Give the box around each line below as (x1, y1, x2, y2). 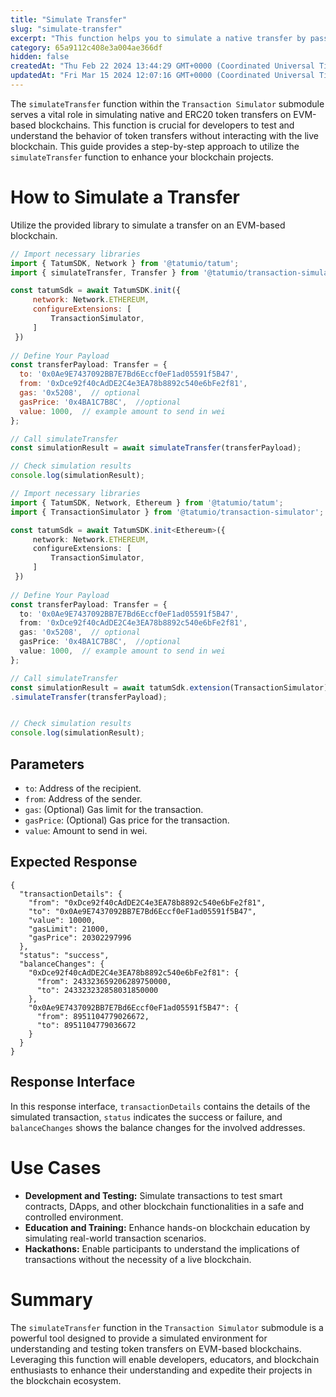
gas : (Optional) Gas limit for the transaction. (24, 804, 204, 815)
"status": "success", (19, 950, 110, 960)
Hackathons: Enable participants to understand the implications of (24, 1242, 300, 1255)
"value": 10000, (28, 915, 97, 925)
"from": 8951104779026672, (36, 1011, 150, 1021)
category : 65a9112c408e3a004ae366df (10, 42, 163, 53)
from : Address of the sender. (24, 793, 143, 805)
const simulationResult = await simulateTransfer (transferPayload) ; (10, 443, 302, 453)
